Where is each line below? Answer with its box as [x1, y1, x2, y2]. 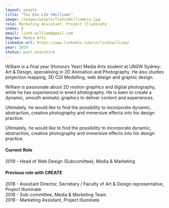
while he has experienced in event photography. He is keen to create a [5, 89, 152, 95]
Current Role [5, 147, 33, 153]
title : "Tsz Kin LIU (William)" [5, 12, 73, 17]
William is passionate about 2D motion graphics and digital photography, [5, 84, 156, 90]
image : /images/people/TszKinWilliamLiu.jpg [5, 17, 100, 22]
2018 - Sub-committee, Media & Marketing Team [5, 191, 107, 197]
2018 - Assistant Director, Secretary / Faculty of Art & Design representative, [5, 181, 164, 187]
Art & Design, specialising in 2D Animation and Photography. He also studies [5, 68, 164, 75]
